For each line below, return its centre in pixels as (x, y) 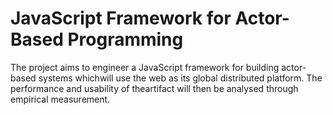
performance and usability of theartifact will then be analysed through (154, 88)
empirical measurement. (60, 99)
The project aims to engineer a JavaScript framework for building (145, 67)
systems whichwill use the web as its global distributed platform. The (180, 78)
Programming (125, 39)
